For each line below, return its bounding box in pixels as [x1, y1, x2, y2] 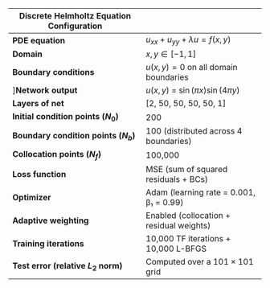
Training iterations [12, 237, 84, 249]
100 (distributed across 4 [145, 125, 243, 137]
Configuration [47, 20, 103, 31]
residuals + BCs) [145, 173, 209, 184]
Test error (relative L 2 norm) [12, 260, 123, 273]
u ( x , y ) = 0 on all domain [145, 62, 238, 73]
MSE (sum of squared [145, 163, 227, 175]
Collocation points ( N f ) [12, 149, 102, 162]
